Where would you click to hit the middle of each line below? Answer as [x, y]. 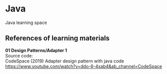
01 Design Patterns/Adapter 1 [36, 50]
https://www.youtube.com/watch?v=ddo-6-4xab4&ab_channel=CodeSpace [83, 66]
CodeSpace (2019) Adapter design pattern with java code [65, 61]
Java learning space [26, 22]
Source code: [19, 55]
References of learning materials [57, 38]
